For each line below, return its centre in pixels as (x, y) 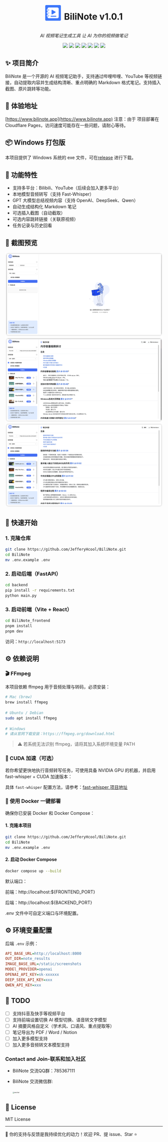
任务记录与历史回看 (32, 226)
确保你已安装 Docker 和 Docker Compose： (50, 813)
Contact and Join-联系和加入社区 (45, 1059)
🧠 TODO (18, 1001)
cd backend (16, 585)
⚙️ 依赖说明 (22, 659)
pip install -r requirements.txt (40, 590)
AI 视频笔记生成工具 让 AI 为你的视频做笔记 (84, 36)
